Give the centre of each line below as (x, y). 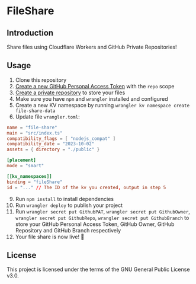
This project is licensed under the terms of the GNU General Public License (98, 269)
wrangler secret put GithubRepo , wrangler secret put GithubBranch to (102, 218)
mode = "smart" (25, 166)
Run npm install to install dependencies (65, 199)
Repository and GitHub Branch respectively (68, 230)
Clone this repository (41, 80)
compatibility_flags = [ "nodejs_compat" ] (61, 138)
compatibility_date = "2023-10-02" (51, 144)
